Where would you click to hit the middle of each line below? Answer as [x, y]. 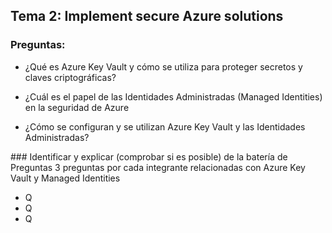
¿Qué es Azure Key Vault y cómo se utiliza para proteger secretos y [163, 66]
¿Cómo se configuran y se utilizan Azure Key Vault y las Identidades [165, 126]
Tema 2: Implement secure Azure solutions [147, 16]
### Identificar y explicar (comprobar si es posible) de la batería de [149, 156]
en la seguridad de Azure [77, 107]
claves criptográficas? [70, 77]
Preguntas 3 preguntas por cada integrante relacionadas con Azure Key [158, 167]
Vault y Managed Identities [65, 178]
